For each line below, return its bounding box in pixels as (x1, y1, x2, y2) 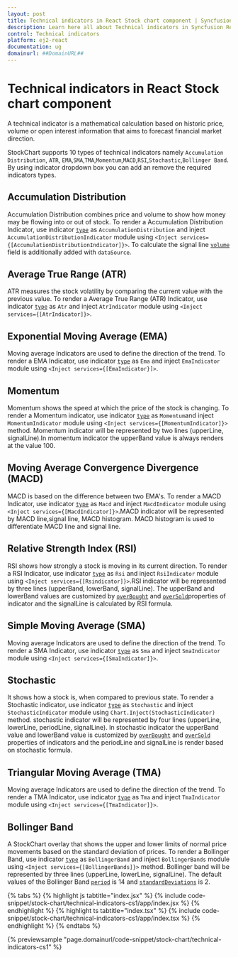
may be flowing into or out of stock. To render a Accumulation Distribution (7, 217, 223, 226)
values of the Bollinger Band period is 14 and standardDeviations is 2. (7, 877, 211, 886)
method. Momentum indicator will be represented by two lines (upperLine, (7, 427, 224, 435)
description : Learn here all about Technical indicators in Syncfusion (7, 23, 223, 31)
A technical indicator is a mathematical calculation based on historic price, (7, 119, 225, 128)
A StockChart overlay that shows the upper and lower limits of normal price (7, 839, 227, 848)
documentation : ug (7, 43, 62, 50)
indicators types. (7, 170, 57, 179)
